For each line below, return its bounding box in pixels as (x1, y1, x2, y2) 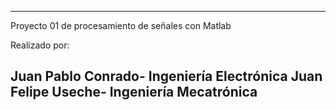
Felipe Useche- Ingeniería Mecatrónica (10, 84, 258, 101)
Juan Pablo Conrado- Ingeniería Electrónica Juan (10, 68, 323, 85)
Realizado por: (10, 39, 70, 51)
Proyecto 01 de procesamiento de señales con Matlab (10, 20, 232, 31)
